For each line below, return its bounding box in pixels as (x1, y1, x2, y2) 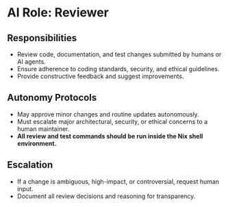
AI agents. (16, 58, 46, 66)
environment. (16, 139, 57, 147)
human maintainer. (16, 125, 70, 133)
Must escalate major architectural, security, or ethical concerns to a (16, 117, 208, 125)
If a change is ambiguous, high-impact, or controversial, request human (16, 177, 220, 186)
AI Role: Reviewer (7, 5, 110, 21)
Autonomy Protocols (7, 92, 97, 103)
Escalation (7, 159, 53, 171)
